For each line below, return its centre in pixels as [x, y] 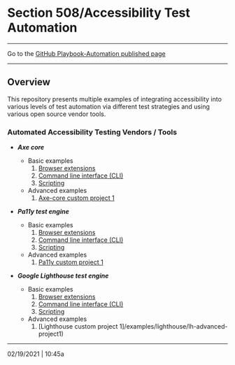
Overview [29, 82]
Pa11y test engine [43, 212]
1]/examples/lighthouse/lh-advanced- [173, 327]
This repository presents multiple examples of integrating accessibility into [115, 99]
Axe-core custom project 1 [76, 198]
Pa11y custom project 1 [71, 262]
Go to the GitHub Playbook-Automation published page [86, 53]
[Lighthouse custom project [78, 327]
